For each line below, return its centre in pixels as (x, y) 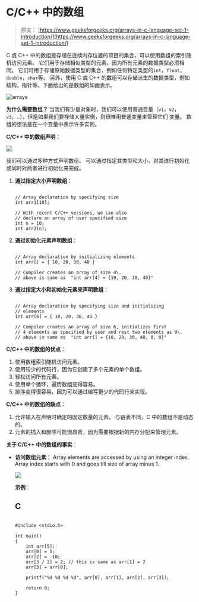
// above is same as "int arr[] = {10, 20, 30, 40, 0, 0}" (91, 337)
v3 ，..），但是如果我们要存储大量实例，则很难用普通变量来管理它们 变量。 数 (99, 116)
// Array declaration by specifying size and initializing (89, 306)
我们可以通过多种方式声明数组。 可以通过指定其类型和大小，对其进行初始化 (98, 160)
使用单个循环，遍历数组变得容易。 (56, 384)
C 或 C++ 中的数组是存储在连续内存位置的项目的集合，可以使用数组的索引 (96, 55)
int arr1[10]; (32, 202)
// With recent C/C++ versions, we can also (71, 213)
